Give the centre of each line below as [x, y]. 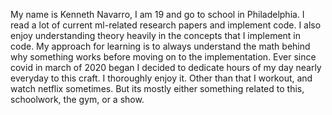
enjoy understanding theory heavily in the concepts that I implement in [156, 35]
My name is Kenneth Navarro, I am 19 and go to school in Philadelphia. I [157, 14]
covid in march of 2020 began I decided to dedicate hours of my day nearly [166, 67]
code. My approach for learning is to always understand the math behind [160, 46]
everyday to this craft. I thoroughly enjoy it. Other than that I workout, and [161, 78]
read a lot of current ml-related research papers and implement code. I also [166, 25]
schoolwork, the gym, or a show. [77, 99]
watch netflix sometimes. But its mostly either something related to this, [157, 88]
